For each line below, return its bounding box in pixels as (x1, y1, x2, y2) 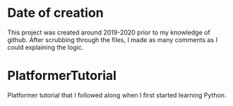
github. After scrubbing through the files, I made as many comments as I (7, 35, 217, 44)
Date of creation (7, 5, 104, 21)
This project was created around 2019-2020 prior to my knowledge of (7, 28, 210, 37)
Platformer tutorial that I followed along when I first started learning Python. (7, 91, 227, 99)
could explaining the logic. (7, 43, 84, 51)
